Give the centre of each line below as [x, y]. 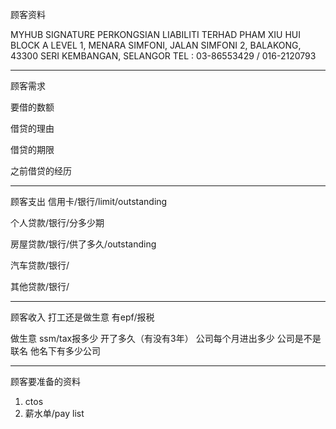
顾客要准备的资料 [45, 381]
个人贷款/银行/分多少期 [57, 222]
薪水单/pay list [54, 413]
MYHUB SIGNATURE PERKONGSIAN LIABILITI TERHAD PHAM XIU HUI [156, 34]
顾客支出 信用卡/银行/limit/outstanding [89, 201]
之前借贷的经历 [41, 171]
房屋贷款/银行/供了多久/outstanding [83, 244]
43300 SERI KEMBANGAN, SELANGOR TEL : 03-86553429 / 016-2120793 [163, 56]
